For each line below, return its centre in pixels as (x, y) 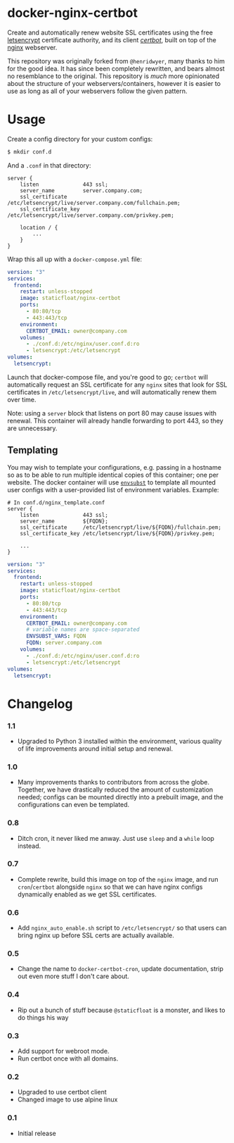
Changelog (40, 704)
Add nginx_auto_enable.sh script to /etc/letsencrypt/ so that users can (122, 928)
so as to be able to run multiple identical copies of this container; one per (113, 475)
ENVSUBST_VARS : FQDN (56, 636)
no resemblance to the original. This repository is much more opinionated (113, 76)
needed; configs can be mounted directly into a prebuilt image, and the (120, 797)
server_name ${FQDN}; (64, 521)
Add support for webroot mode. (63, 1051)
